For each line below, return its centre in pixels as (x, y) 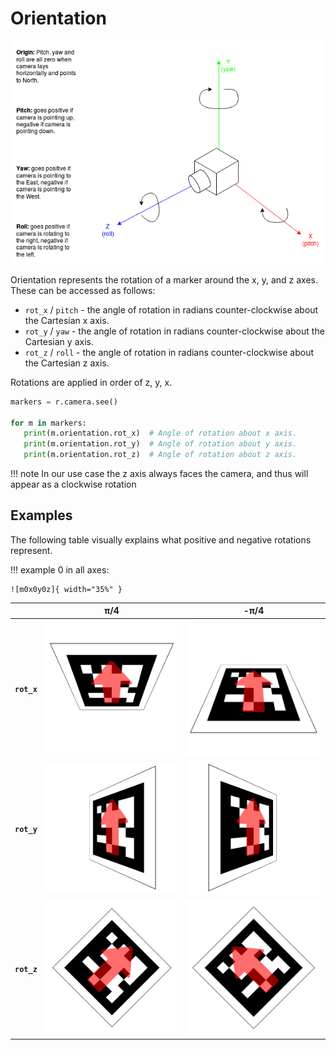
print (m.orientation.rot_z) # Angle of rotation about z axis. (160, 455)
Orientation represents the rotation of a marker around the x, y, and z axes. (164, 279)
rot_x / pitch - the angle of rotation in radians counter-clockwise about (171, 309)
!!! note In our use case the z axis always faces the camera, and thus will (159, 474)
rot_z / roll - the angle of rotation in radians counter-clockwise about (169, 352)
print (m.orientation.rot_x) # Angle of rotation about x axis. (160, 433)
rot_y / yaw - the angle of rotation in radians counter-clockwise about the (174, 331)
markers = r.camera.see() (64, 402)
